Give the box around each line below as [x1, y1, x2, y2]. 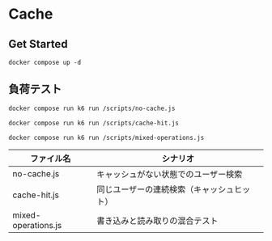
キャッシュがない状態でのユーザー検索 [96, 169, 243, 180]
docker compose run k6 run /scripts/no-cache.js [8, 104, 176, 112]
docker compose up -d [8, 58, 82, 66]
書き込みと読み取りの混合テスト [96, 215, 219, 226]
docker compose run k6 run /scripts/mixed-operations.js [8, 133, 205, 142]
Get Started [8, 37, 68, 51]
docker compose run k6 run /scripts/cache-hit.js [8, 119, 180, 127]
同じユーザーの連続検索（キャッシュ [96, 184, 235, 195]
